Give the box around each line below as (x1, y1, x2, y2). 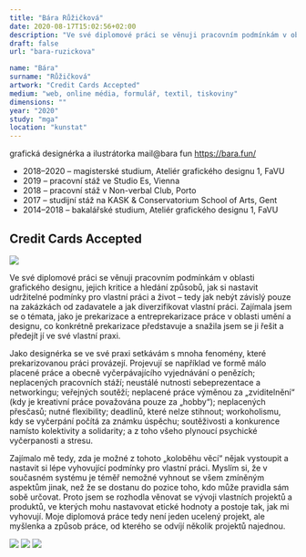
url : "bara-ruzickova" (9, 47, 96, 57)
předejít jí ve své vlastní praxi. (9, 330, 121, 341)
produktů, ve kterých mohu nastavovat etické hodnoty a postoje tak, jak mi (9, 500, 290, 511)
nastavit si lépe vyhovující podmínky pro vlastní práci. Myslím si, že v (9, 462, 268, 473)
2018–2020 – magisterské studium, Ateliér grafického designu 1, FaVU (22, 166, 285, 177)
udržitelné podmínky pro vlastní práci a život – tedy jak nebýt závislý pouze (9, 291, 291, 302)
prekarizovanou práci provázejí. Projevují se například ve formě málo (9, 357, 267, 368)
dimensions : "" (9, 98, 67, 107)
